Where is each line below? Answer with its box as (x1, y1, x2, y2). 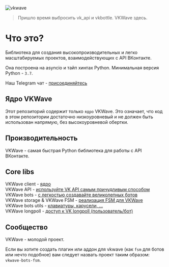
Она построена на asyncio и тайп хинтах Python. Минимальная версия (5, 64, 159, 71)
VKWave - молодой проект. (5, 236, 65, 243)
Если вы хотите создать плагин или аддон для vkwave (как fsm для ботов (5, 246, 164, 252)
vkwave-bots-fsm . (5, 257, 41, 263)
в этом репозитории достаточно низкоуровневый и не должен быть (5, 114, 154, 120)
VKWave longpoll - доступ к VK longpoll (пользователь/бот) (5, 208, 133, 214)
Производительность (5, 134, 78, 143)
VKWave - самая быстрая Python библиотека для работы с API (5, 147, 142, 153)
